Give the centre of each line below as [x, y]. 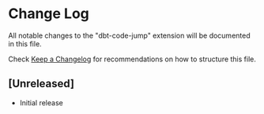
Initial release [41, 102]
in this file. [25, 43]
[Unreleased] [41, 84]
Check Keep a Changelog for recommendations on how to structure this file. [132, 59]
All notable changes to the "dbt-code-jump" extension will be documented [129, 35]
